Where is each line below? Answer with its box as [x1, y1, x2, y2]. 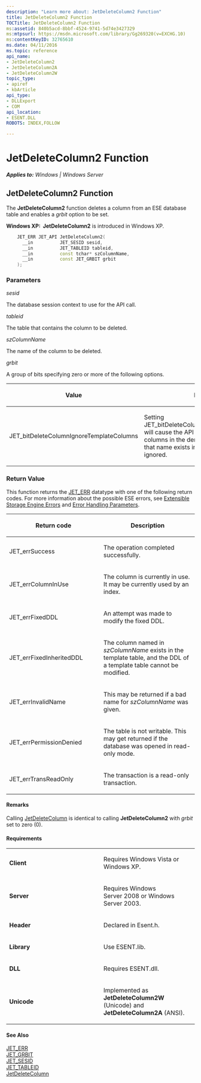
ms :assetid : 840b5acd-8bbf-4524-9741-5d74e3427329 [6, 25, 135, 32]
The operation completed [103, 543, 175, 551]
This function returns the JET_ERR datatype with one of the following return [6, 488, 193, 495]
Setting [144, 413, 165, 421]
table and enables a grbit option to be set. [6, 210, 109, 218]
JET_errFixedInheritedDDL [9, 653, 84, 662]
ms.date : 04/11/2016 [6, 43, 58, 49]
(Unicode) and [103, 1001, 145, 1010]
